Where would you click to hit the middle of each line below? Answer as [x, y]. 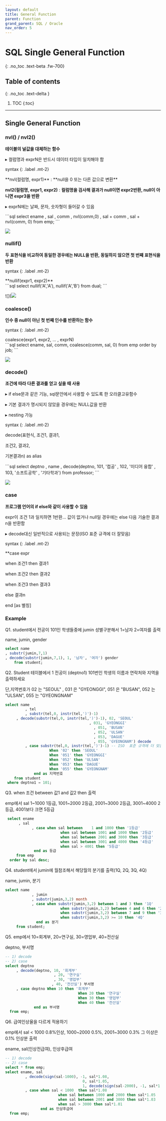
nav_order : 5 [19, 28]
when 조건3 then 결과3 [28, 584]
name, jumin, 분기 [23, 881]
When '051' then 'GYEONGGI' [78, 755]
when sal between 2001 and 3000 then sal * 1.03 [107, 1100]
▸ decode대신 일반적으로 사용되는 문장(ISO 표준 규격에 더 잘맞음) [68, 533]
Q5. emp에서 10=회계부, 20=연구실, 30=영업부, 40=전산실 [62, 937]
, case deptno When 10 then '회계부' [53, 989]
